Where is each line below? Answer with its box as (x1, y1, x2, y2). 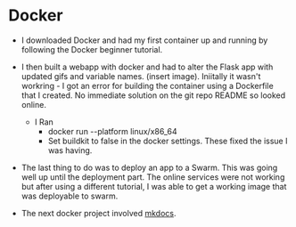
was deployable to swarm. (21, 191, 119, 201)
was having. (47, 144, 93, 156)
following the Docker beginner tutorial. (21, 44, 163, 54)
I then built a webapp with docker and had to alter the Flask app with (21, 61, 274, 72)
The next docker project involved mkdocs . (21, 207, 177, 218)
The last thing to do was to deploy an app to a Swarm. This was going (21, 162, 278, 173)
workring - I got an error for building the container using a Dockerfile (21, 80, 274, 91)
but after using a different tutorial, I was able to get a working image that (21, 181, 287, 191)
